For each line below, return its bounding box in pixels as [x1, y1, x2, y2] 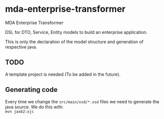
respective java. [5, 44, 37, 50]
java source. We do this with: [5, 104, 64, 110]
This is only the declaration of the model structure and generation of [5, 38, 144, 45]
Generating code [5, 86, 58, 94]
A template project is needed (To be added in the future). [5, 71, 121, 77]
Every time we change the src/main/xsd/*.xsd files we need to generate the [5, 98, 160, 104]
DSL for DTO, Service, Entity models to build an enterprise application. [5, 29, 148, 35]
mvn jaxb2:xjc [5, 109, 34, 114]
